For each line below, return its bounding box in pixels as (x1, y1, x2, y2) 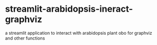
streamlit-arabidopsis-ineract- (5, 3, 133, 15)
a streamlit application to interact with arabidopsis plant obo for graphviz (5, 30, 153, 36)
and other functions (5, 35, 45, 41)
